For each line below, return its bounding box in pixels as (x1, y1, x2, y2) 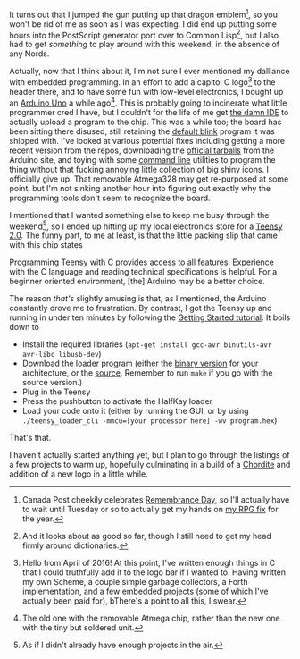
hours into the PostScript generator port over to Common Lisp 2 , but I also (9, 28, 279, 40)
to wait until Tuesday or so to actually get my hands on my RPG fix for (21, 504, 279, 515)
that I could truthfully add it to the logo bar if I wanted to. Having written (21, 567, 287, 578)
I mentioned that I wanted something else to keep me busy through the (9, 209, 270, 220)
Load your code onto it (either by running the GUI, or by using (21, 406, 249, 417)
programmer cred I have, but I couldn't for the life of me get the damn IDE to (9, 106, 289, 117)
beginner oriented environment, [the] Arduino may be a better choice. (9, 276, 265, 287)
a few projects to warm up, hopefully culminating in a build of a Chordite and (9, 460, 291, 470)
